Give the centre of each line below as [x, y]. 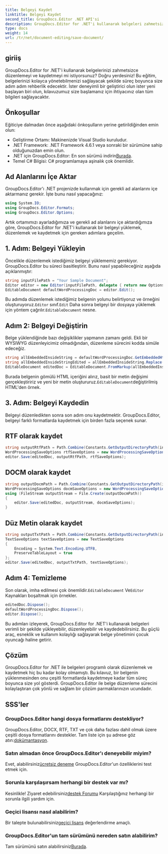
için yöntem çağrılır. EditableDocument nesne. [51, 310]
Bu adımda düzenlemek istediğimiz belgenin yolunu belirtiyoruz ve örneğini [82, 299]
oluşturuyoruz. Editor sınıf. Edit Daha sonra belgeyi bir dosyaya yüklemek [80, 305]
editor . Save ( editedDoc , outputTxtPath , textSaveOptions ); [67, 563]
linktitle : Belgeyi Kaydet [33, 15]
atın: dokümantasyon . [27, 740]
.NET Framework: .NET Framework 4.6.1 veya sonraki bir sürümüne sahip [87, 145]
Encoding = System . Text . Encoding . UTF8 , [56, 549]
